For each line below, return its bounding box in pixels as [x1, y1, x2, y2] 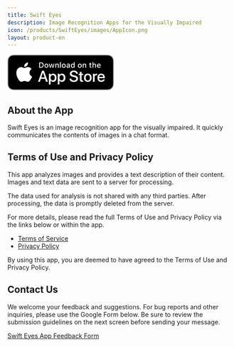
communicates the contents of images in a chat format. [7, 131, 169, 139]
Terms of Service [17, 234, 69, 242]
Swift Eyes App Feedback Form [7, 331, 100, 340]
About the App [7, 104, 73, 117]
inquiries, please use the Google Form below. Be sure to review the [7, 310, 203, 319]
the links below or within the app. [7, 220, 105, 229]
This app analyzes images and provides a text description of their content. [7, 170, 225, 178]
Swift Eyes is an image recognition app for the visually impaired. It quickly [7, 123, 223, 132]
